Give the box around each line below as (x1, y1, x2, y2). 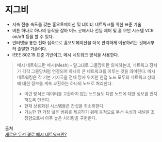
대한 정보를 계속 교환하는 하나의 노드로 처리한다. (22, 80, 113, 86)
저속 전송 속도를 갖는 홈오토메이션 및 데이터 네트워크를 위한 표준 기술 (12, 21, 142, 27)
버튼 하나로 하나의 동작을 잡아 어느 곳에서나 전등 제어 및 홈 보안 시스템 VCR (12, 27, 154, 33)
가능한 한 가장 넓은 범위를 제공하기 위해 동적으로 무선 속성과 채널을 (24, 109, 150, 115)
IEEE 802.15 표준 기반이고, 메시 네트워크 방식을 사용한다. (12, 52, 120, 57)
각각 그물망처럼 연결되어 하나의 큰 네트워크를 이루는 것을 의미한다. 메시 (22, 68, 156, 74)
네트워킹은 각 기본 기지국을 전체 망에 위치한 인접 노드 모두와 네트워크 (16, 74, 146, 80)
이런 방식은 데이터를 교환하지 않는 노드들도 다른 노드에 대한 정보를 (24, 90, 149, 96)
